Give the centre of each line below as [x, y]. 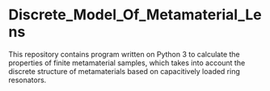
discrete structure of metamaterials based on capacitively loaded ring [124, 71]
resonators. [27, 80]
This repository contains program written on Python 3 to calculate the [124, 54]
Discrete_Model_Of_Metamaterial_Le [135, 15]
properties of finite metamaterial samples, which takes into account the [127, 63]
